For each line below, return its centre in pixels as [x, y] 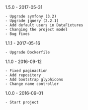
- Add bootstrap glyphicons [34, 79]
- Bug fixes [17, 34]
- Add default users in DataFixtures [44, 25]
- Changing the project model [37, 29]
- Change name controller [32, 84]
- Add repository [23, 75]
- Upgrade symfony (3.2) [31, 16]
